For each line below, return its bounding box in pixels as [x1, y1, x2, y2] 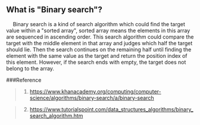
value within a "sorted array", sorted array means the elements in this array [6, 27, 190, 34]
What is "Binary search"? [6, 5, 103, 15]
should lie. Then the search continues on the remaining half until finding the [6, 46, 192, 53]
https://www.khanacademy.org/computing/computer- [29, 87, 162, 95]
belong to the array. [6, 65, 55, 72]
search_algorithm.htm [29, 112, 83, 119]
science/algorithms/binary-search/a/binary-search [29, 94, 154, 101]
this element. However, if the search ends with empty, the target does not [6, 58, 186, 65]
